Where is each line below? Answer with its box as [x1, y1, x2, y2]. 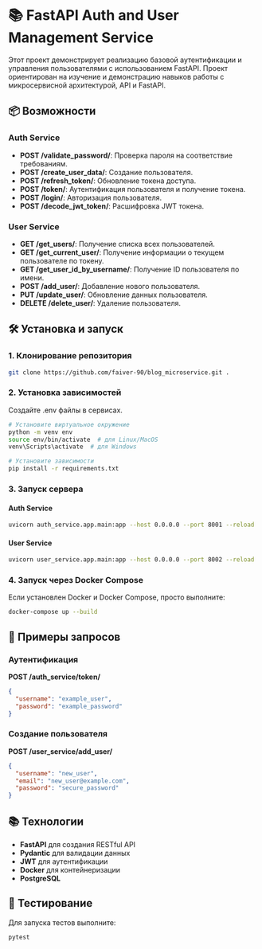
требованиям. [19, 158, 68, 168]
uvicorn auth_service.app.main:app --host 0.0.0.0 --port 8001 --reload [8, 521, 255, 529]
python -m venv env [8, 428, 73, 436]
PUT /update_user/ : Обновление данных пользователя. [19, 290, 209, 299]
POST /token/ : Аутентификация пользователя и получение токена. [19, 184, 246, 193]
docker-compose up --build [8, 608, 98, 616]
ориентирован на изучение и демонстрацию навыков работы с [8, 72, 225, 81]
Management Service [8, 29, 154, 47]
